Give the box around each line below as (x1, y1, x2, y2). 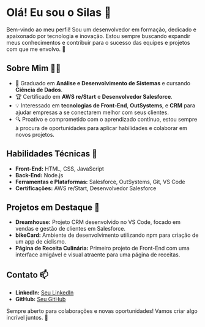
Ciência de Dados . (15, 86, 63, 93)
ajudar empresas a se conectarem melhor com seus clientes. (15, 109, 170, 116)
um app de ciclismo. (15, 238, 67, 245)
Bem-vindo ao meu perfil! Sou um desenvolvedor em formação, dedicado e (6, 26, 197, 33)
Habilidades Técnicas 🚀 (6, 148, 98, 159)
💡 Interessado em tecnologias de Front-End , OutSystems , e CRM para (15, 101, 196, 109)
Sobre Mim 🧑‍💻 (6, 63, 61, 74)
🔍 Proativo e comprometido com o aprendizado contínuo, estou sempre (15, 115, 198, 123)
